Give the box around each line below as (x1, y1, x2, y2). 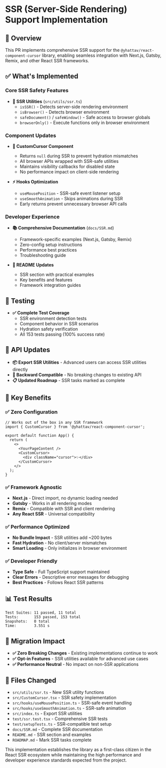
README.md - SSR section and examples (12, 731, 92, 738)
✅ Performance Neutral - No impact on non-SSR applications (12, 661, 139, 667)
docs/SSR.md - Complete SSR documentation (12, 726, 103, 732)
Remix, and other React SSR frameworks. (5, 58, 89, 63)
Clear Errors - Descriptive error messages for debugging (12, 574, 129, 580)
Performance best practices (19, 247, 77, 253)
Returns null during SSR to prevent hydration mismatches (19, 153, 138, 159)
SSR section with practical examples (19, 271, 94, 277)
